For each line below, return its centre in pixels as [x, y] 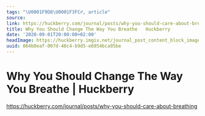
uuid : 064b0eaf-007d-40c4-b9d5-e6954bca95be [64, 46]
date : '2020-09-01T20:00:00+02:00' [52, 35]
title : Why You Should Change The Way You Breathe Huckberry [88, 29]
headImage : [20, 40]
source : [16, 18]
